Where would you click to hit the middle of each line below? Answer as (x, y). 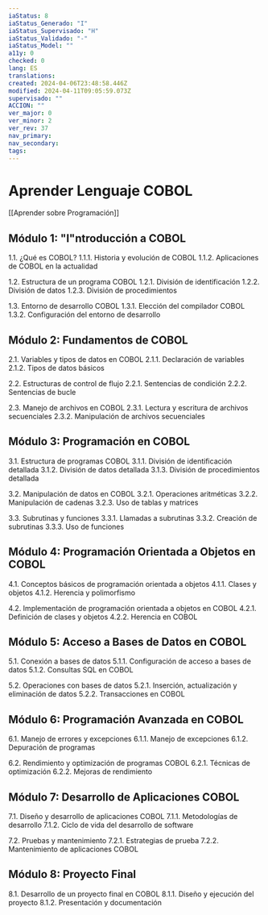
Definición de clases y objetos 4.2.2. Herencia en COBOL (103, 617)
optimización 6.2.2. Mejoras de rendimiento (80, 772)
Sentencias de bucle (42, 392)
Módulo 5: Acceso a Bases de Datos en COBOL (128, 642)
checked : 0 (27, 61)
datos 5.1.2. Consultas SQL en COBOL (71, 670)
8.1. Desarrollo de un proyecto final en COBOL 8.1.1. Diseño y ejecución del (131, 894)
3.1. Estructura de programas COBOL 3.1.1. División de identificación (120, 461)
